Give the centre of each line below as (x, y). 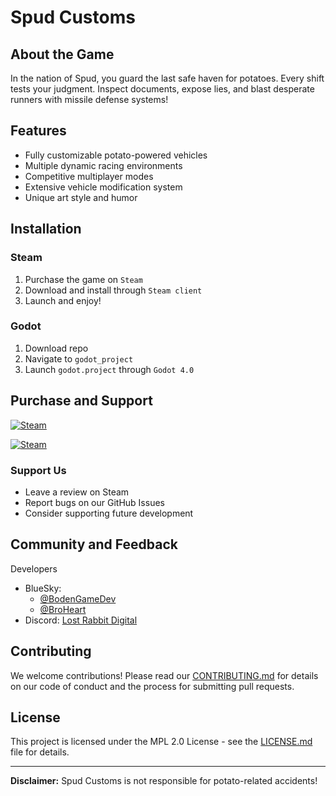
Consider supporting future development (109, 513)
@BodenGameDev (78, 598)
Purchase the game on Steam (83, 279)
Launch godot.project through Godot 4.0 (109, 369)
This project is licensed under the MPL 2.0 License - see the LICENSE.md (161, 742)
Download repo (56, 348)
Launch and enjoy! (63, 300)
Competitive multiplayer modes (89, 176)
